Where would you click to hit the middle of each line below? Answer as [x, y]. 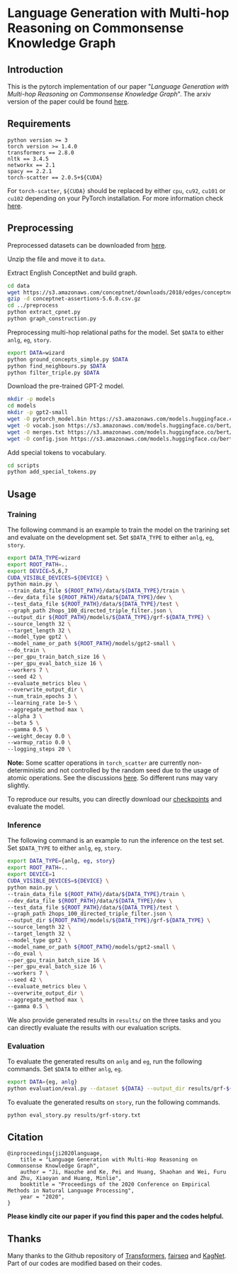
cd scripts [23, 465]
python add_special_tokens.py [52, 472]
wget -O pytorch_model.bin [47, 419]
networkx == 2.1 [31, 165]
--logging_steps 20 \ [39, 749]
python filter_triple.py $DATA [53, 373]
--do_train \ [27, 650]
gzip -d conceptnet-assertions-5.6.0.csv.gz [74, 299]
